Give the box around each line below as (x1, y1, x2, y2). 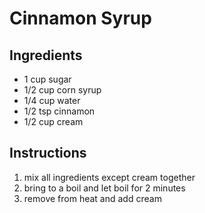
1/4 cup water (23, 95, 81, 106)
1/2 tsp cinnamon (23, 105, 96, 117)
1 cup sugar (23, 73, 72, 85)
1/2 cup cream (23, 116, 84, 127)
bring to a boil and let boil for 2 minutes (23, 182, 186, 194)
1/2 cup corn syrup (23, 84, 102, 96)
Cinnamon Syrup (9, 7, 152, 30)
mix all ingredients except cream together (23, 171, 196, 183)
